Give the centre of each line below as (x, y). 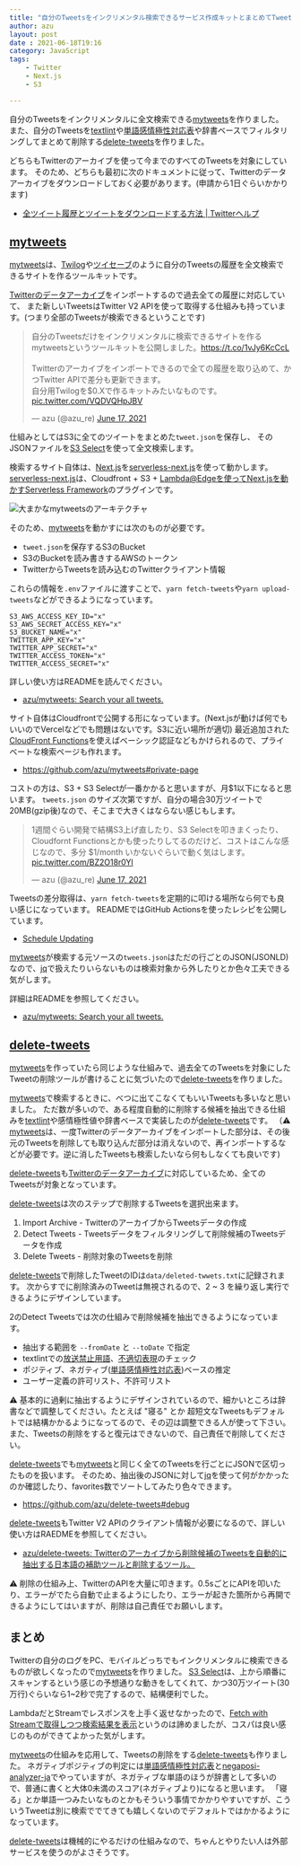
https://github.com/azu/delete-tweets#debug (106, 1504)
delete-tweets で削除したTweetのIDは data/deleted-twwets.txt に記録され (143, 1275)
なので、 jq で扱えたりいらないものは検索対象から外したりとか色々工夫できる (150, 968)
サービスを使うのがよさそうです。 (72, 1853)
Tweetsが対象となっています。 (65, 1184)
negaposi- (241, 1766)
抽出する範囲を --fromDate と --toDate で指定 (106, 1347)
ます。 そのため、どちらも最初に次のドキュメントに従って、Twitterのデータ (148, 172)
